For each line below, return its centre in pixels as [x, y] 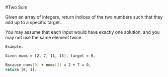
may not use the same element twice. [44, 37]
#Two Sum [16, 7]
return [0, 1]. [21, 69]
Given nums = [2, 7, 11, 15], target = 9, [50, 56]
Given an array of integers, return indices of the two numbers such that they [84, 17]
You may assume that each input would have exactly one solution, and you [82, 32]
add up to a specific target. [33, 22]
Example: [14, 47]
